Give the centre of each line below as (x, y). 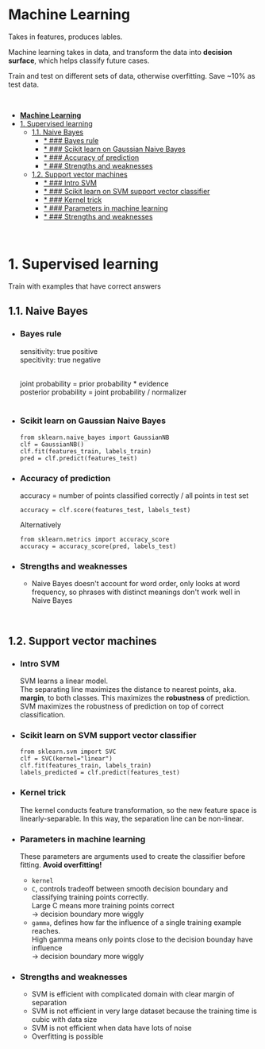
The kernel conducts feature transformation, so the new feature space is (138, 810)
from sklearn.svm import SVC (68, 752)
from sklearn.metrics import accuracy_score (94, 540)
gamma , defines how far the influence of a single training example (136, 923)
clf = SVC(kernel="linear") (66, 759)
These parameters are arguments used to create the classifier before (132, 857)
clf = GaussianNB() (52, 444)
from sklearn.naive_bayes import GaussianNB (94, 437)
